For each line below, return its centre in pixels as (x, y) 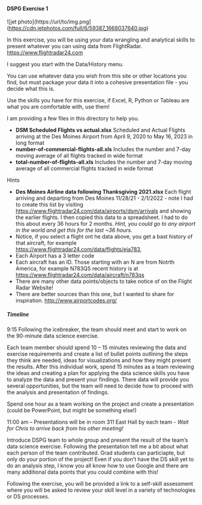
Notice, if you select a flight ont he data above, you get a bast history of (104, 237)
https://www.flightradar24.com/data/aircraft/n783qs (80, 275)
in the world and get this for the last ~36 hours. (74, 230)
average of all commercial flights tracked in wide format (84, 169)
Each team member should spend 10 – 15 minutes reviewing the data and (97, 348)
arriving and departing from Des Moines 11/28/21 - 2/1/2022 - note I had (104, 198)
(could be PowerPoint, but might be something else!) (72, 411)
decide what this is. (31, 89)
